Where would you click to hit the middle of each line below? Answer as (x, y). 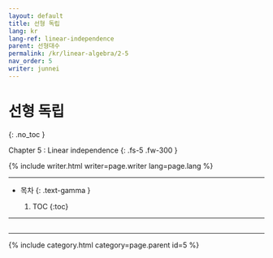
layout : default (36, 16)
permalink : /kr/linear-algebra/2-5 (69, 54)
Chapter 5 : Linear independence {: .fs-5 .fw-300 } (93, 150)
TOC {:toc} (50, 206)
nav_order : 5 (30, 62)
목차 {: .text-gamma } (55, 190)
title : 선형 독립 (35, 24)
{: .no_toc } (27, 134)
